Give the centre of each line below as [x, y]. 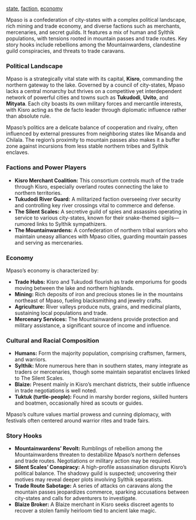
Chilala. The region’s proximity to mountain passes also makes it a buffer [93, 140]
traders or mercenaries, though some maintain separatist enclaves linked [102, 372]
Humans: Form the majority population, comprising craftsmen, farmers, [100, 353]
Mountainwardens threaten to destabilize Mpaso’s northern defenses [97, 455]
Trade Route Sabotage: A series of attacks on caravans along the [94, 486]
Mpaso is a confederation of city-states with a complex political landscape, [96, 20]
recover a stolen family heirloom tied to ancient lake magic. [85, 511]
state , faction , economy [34, 8]
